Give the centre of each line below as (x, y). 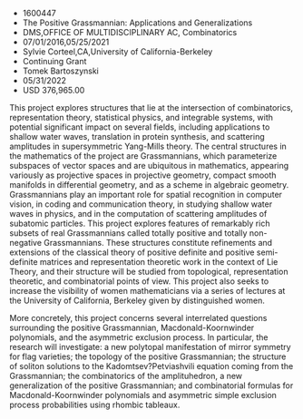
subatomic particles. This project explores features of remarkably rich (140, 223)
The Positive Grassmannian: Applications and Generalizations (137, 23)
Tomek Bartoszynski (61, 71)
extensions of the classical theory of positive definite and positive (132, 252)
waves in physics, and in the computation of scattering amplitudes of (138, 214)
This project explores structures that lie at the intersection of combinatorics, (151, 107)
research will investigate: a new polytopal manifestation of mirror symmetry (151, 347)
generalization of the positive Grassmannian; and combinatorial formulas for (151, 385)
